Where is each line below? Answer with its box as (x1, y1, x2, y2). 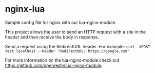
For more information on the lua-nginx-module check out (5, 57, 119, 63)
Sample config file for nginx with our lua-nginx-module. (5, 19, 116, 25)
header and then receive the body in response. (5, 34, 99, 40)
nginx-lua (5, 3, 45, 15)
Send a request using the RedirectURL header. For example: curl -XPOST (5, 43, 150, 49)
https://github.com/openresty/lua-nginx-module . (5, 62, 103, 68)
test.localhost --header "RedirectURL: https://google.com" (5, 49, 130, 54)
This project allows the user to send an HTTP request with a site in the (5, 29, 146, 35)
